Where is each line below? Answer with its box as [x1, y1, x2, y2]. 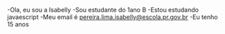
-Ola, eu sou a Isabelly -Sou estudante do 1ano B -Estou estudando [7, 6, 199, 14]
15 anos [7, 20, 29, 28]
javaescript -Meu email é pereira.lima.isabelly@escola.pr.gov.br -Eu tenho [7, 13, 218, 21]
